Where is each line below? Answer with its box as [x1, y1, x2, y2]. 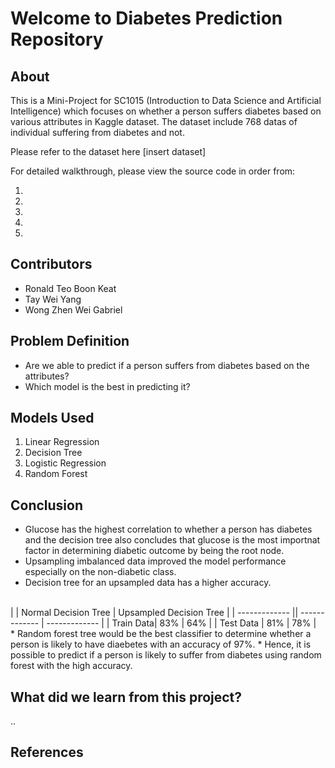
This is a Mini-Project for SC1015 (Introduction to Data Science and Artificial [10, 95, 322, 106]
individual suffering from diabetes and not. [10, 127, 185, 138]
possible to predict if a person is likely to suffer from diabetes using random [10, 649, 322, 661]
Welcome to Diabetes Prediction [10, 7, 283, 30]
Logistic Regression [24, 457, 107, 469]
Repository [10, 28, 104, 51]
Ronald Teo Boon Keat [24, 282, 117, 294]
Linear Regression [24, 436, 100, 448]
